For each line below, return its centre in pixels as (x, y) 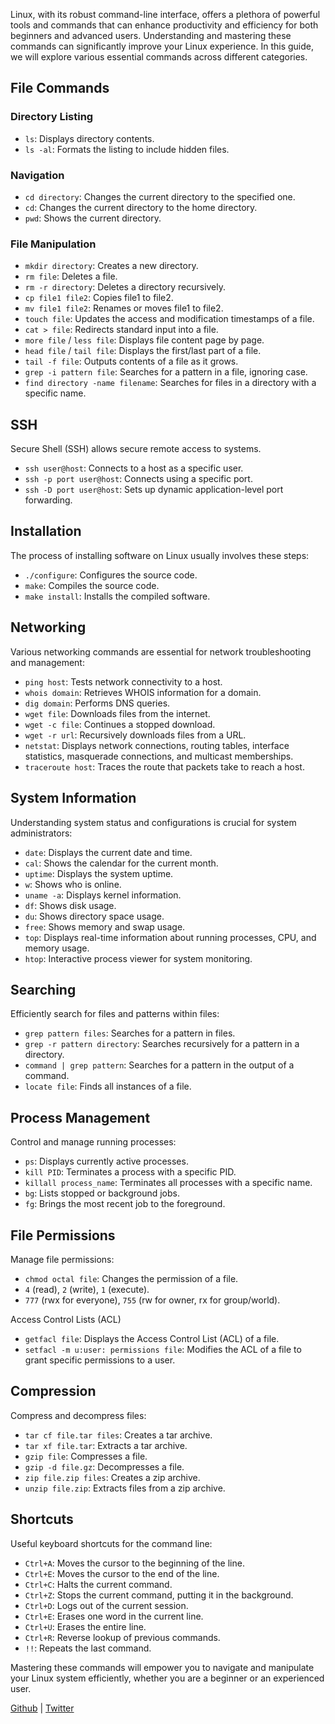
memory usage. (57, 948)
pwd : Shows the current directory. (93, 218)
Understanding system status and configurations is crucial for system (153, 822)
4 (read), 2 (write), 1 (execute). (87, 1289)
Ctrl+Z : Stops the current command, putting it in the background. (159, 1595)
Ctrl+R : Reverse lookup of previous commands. (122, 1637)
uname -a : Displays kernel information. (103, 895)
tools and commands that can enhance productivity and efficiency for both (164, 25)
